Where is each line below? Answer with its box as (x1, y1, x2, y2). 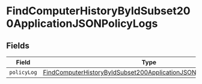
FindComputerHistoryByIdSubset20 (6, 4, 191, 18)
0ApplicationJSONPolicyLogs (6, 17, 158, 30)
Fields (6, 41, 30, 51)
